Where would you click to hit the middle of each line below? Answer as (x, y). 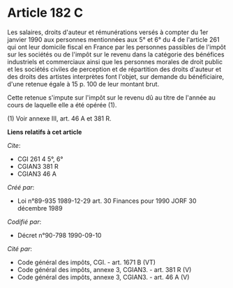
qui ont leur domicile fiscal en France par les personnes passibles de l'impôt (117, 47)
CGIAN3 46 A (37, 174)
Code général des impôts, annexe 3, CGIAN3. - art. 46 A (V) (103, 277)
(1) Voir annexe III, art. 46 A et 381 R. (59, 118)
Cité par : (20, 248)
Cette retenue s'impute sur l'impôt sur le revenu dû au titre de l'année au (112, 97)
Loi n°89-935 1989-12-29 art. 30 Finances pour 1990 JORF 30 (107, 201)
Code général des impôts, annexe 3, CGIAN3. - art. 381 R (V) (104, 269)
